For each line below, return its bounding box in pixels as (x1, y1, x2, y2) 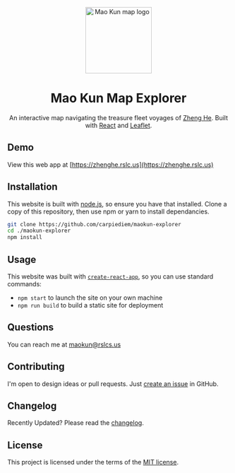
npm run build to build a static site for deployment (17, 301, 164, 309)
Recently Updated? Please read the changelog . (7, 419, 145, 427)
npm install (7, 234, 42, 241)
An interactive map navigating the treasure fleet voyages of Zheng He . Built (9, 113, 228, 122)
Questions (7, 322, 54, 334)
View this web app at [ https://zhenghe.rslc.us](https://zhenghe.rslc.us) (7, 160, 214, 169)
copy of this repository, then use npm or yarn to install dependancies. (7, 207, 210, 216)
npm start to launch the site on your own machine (17, 293, 163, 302)
